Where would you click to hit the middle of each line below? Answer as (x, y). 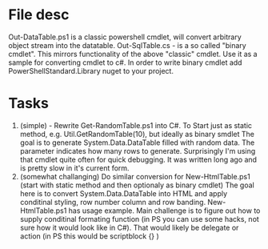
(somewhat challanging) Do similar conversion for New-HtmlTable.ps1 (135, 176)
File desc (39, 15)
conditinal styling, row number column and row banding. (113, 202)
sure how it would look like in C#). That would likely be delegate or (129, 227)
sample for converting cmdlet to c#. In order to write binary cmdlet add (125, 62)
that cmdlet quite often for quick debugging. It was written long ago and (138, 159)
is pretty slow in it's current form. (74, 168)
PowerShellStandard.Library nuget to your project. (91, 70)
